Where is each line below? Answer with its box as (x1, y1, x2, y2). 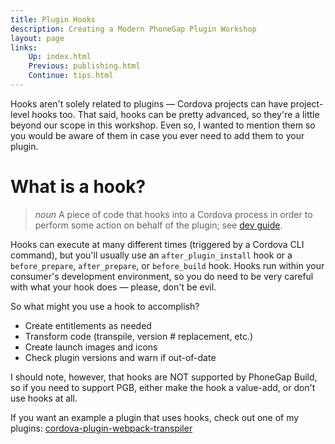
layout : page (10, 33, 65, 43)
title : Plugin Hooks (10, 14, 97, 25)
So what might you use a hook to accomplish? (10, 300, 200, 312)
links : (10, 42, 38, 53)
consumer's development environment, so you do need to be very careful (10, 270, 314, 282)
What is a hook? (10, 176, 147, 198)
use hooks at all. (10, 392, 78, 404)
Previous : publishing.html (28, 61, 141, 71)
